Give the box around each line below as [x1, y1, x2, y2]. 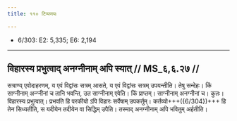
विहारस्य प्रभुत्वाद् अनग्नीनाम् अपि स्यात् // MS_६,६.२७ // [7, 63, 200, 75]
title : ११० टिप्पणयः [7, 10, 57, 18]
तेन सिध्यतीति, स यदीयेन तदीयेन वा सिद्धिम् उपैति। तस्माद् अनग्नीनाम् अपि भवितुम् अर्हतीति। [7, 105, 208, 113]
